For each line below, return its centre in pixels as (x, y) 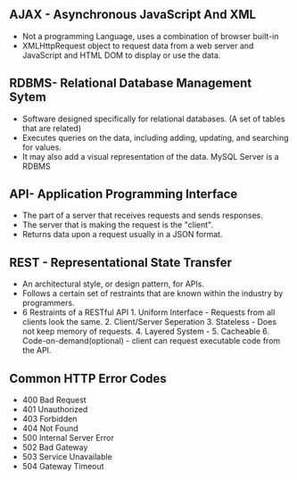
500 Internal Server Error (68, 438)
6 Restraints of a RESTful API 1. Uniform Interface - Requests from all (148, 312)
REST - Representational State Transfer (121, 262)
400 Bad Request (54, 400)
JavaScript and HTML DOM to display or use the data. (121, 55)
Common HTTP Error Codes (88, 378)
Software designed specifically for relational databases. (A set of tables (153, 119)
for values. (42, 147)
